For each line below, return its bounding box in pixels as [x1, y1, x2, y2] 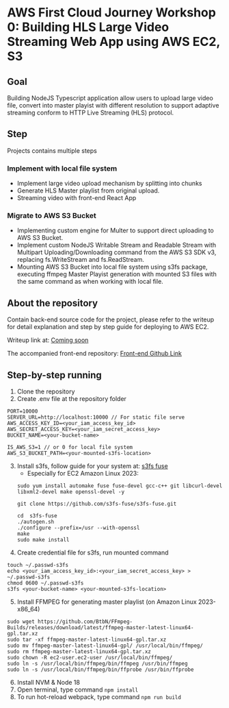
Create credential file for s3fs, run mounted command [16, 548, 169, 557]
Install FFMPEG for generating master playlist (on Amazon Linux [16, 598, 197, 606]
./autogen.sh [16, 519, 55, 526]
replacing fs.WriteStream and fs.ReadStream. [16, 256, 145, 264]
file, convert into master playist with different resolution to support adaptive [7, 101, 219, 109]
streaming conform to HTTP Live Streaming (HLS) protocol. [7, 108, 174, 117]
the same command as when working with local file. [16, 278, 164, 286]
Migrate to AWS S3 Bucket [7, 211, 97, 221]
